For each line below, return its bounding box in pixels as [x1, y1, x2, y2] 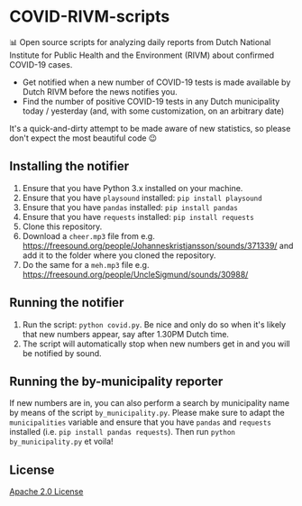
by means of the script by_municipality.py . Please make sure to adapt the [9, 408, 286, 419]
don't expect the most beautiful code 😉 [9, 133, 158, 143]
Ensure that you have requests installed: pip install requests [22, 211, 254, 222]
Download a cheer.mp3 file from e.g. [22, 230, 155, 241]
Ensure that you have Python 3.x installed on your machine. [22, 182, 243, 193]
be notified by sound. [22, 347, 102, 358]
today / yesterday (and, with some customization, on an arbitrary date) [22, 106, 285, 116]
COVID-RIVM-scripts [9, 6, 170, 27]
